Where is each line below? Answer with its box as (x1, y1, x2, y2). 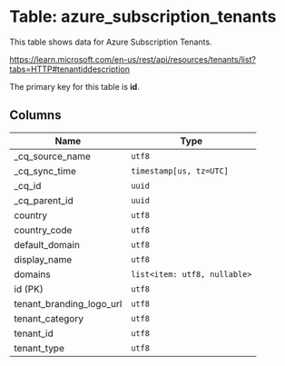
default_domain (14, 238, 80, 251)
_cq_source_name (14, 150, 91, 163)
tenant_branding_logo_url (14, 297, 123, 310)
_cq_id (14, 179, 42, 192)
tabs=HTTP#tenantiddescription (9, 64, 130, 74)
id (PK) (14, 282, 44, 295)
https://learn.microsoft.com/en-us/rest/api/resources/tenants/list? (9, 54, 257, 64)
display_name (14, 252, 73, 265)
